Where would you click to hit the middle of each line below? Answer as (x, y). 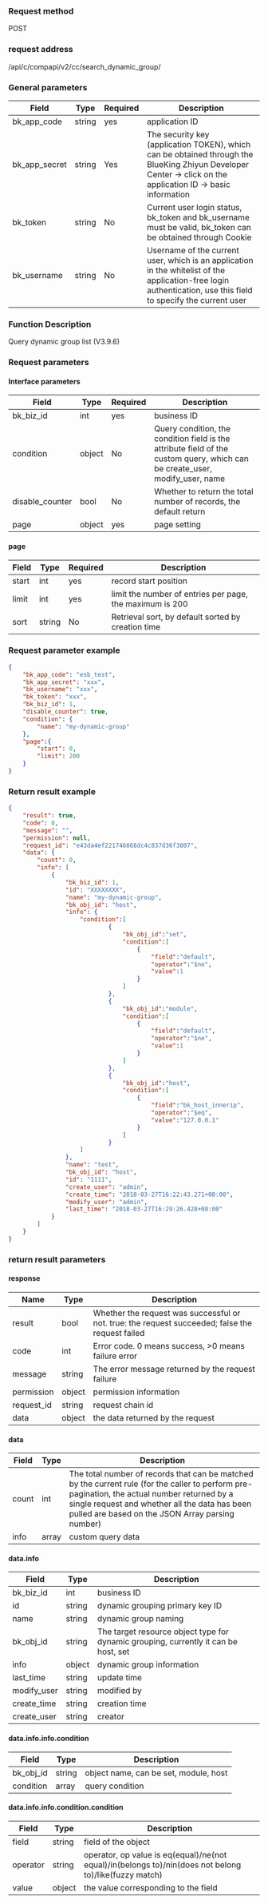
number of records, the (197, 502)
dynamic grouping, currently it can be (167, 1642)
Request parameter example (65, 650)
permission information (136, 1392)
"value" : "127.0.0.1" (185, 1120)
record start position (149, 581)
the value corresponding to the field (150, 1887)
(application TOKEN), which (199, 144)
